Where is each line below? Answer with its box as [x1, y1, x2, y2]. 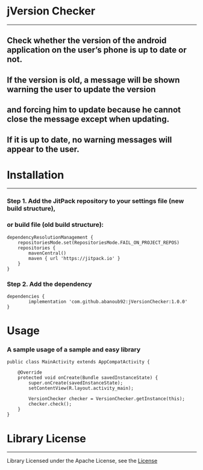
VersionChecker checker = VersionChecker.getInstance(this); [28, 396, 186, 402]
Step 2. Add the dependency [7, 280, 92, 288]
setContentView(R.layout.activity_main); [28, 385, 134, 392]
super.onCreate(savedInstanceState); [28, 380, 123, 386]
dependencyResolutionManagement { [7, 234, 94, 240]
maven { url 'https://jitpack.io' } [28, 255, 120, 261]
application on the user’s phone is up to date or [7, 45, 187, 55]
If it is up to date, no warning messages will [7, 134, 172, 145]
